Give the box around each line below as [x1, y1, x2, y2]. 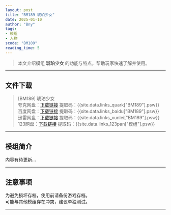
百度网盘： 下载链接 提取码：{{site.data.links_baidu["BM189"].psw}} [17, 108, 159, 115]
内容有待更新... [5, 156, 37, 163]
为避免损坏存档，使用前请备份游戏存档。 [5, 192, 90, 199]
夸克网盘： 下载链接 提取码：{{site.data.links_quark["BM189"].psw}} [17, 102, 159, 108]
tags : [5, 26, 17, 32]
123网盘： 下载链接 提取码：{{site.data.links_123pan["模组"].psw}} [17, 121, 155, 127]
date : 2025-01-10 [5, 17, 42, 22]
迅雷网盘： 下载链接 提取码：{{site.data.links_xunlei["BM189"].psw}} [17, 115, 160, 121]
